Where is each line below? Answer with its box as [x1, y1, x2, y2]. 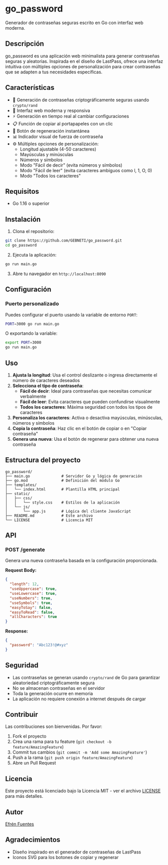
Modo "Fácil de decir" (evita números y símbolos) [20, 162, 123, 168]
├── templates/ [5, 482, 37, 487]
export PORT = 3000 [5, 340, 42, 345]
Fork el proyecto [12, 733, 47, 739]
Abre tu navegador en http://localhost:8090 [12, 271, 106, 277]
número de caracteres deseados [12, 377, 80, 383]
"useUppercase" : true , [10, 586, 57, 591]
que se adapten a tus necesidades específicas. [5, 69, 103, 75]
